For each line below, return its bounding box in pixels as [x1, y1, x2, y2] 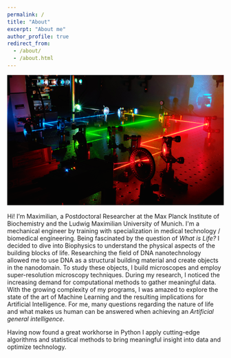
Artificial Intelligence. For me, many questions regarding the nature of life [7, 300, 214, 308]
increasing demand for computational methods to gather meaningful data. [7, 278, 217, 286]
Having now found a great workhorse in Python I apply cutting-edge [7, 328, 201, 337]
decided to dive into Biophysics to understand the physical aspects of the [7, 241, 215, 250]
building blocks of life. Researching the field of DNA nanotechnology [7, 249, 201, 257]
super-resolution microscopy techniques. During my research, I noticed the [7, 271, 220, 279]
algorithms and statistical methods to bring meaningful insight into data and [7, 335, 221, 344]
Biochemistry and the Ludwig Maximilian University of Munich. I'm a [7, 219, 200, 228]
